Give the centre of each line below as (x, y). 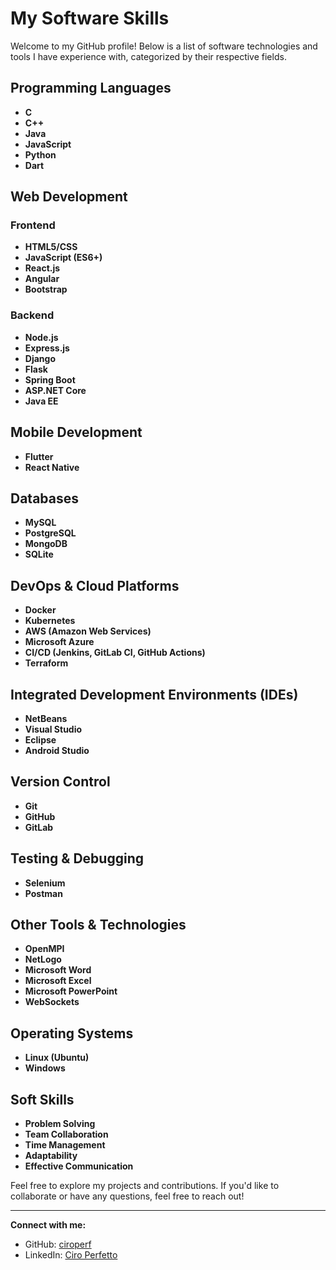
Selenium (45, 883)
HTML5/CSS (51, 247)
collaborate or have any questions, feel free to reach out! (127, 1196)
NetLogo (43, 959)
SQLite (39, 554)
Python (40, 154)
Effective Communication (79, 1166)
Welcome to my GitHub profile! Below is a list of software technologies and (164, 46)
